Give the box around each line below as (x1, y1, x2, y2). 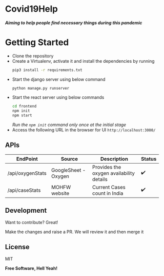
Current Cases (92, 184, 126, 190)
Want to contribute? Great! (5, 219, 59, 225)
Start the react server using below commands (12, 94, 104, 100)
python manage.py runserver (12, 86, 69, 91)
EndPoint (16, 155, 38, 162)
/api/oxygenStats (7, 169, 47, 176)
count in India (92, 190, 123, 197)
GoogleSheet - (51, 166, 86, 173)
